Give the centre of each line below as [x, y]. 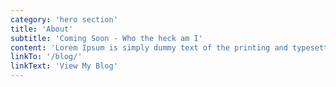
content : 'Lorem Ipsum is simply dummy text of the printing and [149, 47]
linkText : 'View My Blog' [64, 66]
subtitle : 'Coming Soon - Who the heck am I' [106, 38]
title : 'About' [42, 29]
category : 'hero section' [64, 19]
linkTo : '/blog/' [46, 57]
